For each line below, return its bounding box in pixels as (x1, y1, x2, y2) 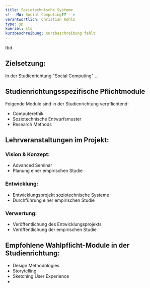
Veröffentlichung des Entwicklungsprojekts (12, 221, 102, 227)
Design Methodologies (12, 262, 59, 268)
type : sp (5, 21, 24, 27)
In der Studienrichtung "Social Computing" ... (5, 73, 99, 79)
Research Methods (12, 121, 52, 127)
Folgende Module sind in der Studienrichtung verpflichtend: (5, 100, 129, 106)
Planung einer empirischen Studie (12, 167, 83, 174)
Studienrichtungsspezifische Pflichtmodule (5, 87, 145, 96)
